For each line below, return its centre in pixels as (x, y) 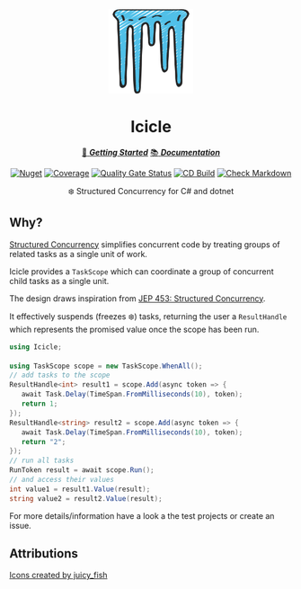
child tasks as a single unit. (59, 281)
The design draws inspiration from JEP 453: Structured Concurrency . (137, 298)
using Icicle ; (36, 347)
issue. (20, 525)
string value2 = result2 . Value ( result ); (86, 498)
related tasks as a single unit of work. (79, 254)
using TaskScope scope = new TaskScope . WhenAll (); (106, 366)
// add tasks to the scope (60, 375)
